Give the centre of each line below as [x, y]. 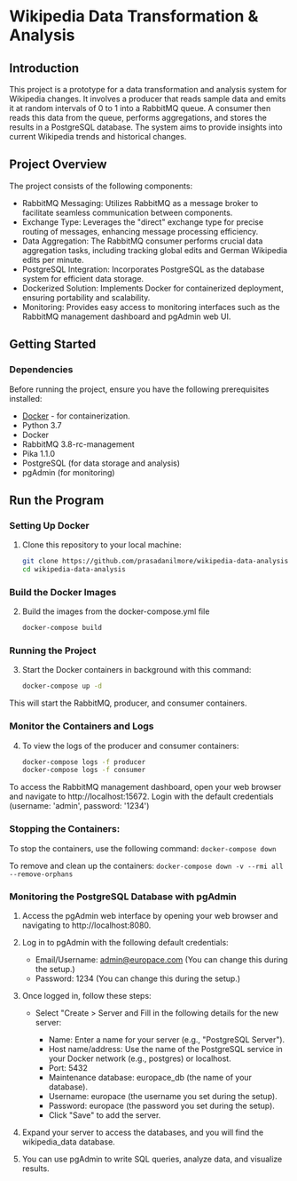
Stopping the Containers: [65, 829]
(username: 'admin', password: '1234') [79, 806]
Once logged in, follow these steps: [87, 995]
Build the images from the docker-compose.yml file [116, 611]
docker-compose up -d [62, 686]
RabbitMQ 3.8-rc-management [78, 444]
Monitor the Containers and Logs [82, 726]
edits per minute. [53, 259]
